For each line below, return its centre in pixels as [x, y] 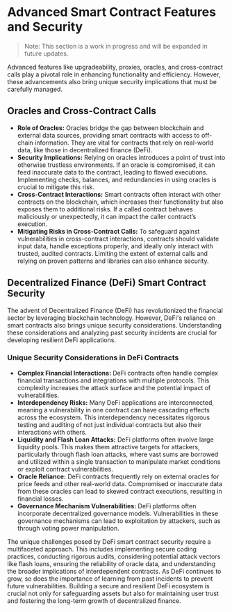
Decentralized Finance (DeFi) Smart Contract [107, 283]
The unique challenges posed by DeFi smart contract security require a [109, 541]
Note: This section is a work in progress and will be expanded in [116, 46]
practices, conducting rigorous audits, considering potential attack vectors [114, 556]
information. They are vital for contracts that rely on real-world [124, 143]
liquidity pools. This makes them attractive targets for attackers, [108, 446]
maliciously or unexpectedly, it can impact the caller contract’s [107, 216]
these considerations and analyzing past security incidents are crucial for [112, 332]
